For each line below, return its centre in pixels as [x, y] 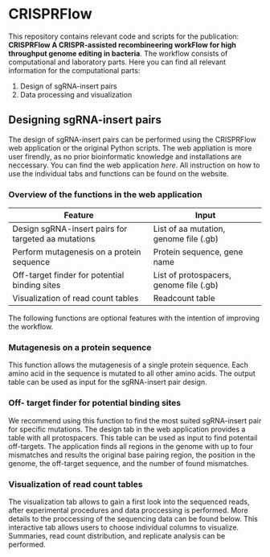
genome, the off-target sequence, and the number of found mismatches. [129, 463]
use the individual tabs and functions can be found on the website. [119, 173]
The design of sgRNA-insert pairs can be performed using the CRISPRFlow [132, 139]
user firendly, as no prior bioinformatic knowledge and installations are [125, 156]
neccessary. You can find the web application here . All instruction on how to [134, 165]
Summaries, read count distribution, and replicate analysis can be [117, 535]
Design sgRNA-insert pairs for [70, 229]
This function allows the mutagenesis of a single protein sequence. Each [129, 365]
